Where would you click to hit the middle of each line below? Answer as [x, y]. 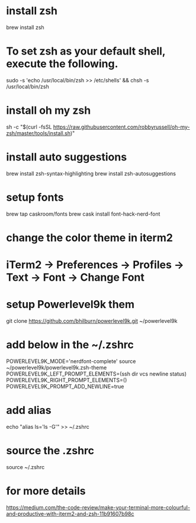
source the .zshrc [50, 451]
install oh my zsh [49, 110]
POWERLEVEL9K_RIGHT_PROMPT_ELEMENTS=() [67, 380]
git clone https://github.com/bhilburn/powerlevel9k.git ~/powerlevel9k [92, 321]
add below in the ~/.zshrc [70, 345]
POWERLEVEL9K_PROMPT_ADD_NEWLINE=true [65, 386]
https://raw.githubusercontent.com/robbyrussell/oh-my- [121, 127]
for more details [46, 491]
